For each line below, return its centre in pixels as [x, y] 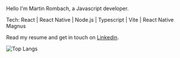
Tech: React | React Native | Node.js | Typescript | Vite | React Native [90, 20]
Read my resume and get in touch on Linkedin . [63, 37]
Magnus [16, 26]
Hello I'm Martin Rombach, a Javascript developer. [67, 8]
